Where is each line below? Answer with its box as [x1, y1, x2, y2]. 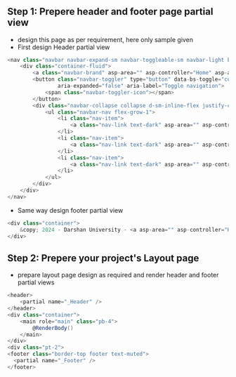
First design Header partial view [17, 43, 110, 51]
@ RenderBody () [32, 324, 74, 331]
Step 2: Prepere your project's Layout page [7, 252, 199, 264]
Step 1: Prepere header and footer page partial [7, 6, 214, 18]
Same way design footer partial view [17, 206, 124, 214]
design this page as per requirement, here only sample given [17, 35, 194, 44]
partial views [17, 278, 55, 286]
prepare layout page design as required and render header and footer [17, 271, 219, 279]
